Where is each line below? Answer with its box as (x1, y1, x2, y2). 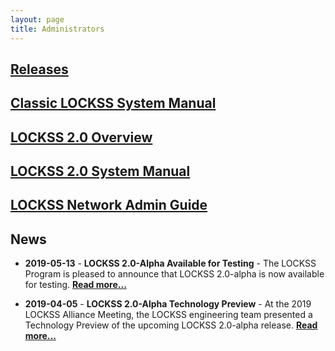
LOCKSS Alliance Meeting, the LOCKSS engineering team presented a (24, 309, 313, 321)
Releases (10, 61, 69, 78)
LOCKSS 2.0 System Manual (10, 163, 191, 180)
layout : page (10, 14, 65, 25)
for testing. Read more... (24, 279, 127, 291)
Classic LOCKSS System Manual (10, 95, 217, 112)
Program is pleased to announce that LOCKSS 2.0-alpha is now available (24, 268, 325, 280)
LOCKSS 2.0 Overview (10, 129, 153, 146)
